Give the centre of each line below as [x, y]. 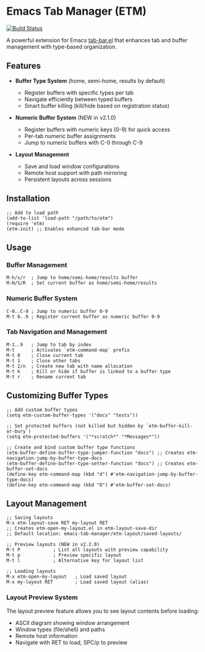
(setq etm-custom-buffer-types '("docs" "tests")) [72, 415]
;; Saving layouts [30, 518]
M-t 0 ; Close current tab [45, 355]
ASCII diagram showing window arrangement [72, 623]
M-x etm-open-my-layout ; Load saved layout [67, 577]
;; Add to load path [33, 213]
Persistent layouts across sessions [68, 179]
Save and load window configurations [72, 166]
